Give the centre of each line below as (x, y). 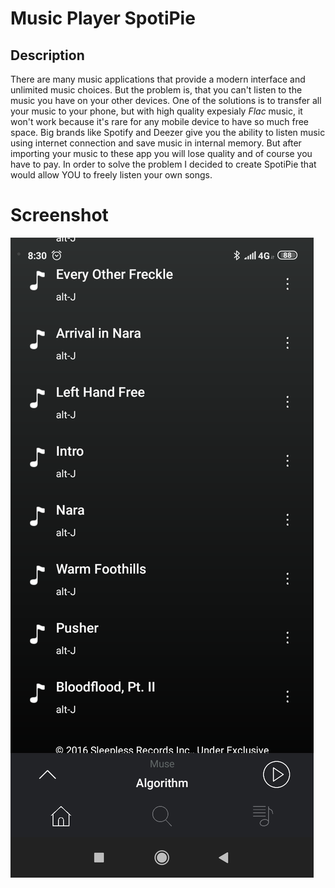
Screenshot (59, 215)
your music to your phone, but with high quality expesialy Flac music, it (156, 111)
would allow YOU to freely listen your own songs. (111, 175)
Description (47, 55)
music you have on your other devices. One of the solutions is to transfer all (166, 100)
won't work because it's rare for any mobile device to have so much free (160, 121)
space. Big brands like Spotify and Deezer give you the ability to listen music (168, 132)
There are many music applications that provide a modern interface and (158, 79)
